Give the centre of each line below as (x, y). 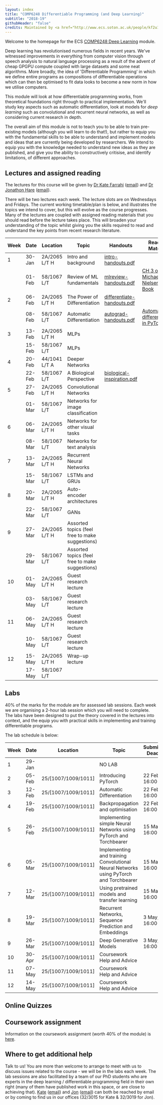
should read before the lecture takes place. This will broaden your (71, 220)
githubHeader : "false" (28, 23)
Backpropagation (119, 803)
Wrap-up (78, 656)
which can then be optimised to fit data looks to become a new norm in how (81, 82)
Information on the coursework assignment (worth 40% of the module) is (78, 1034)
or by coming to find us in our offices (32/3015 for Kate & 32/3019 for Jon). (80, 1097)
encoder (77, 495)
